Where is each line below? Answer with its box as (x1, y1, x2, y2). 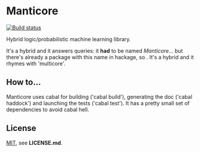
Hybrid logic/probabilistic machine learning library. (6, 35, 131, 42)
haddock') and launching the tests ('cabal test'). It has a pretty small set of (6, 99, 190, 107)
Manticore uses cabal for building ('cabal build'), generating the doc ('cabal (6, 93, 193, 100)
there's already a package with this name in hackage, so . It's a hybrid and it (6, 53, 194, 60)
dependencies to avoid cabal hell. (6, 106, 90, 113)
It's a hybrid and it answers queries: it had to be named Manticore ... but (6, 47, 183, 54)
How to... (6, 77, 41, 87)
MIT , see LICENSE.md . (6, 139, 63, 146)
